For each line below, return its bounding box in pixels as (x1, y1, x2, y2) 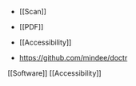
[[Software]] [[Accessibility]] (7, 68, 102, 78)
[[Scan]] (18, 7, 47, 16)
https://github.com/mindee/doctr (18, 53, 128, 62)
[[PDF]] (18, 22, 44, 31)
